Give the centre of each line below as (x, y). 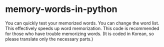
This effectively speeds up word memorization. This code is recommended (82, 28)
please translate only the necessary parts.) (49, 39)
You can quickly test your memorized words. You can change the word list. (82, 23)
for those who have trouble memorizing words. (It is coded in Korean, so (79, 33)
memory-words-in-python (61, 9)
